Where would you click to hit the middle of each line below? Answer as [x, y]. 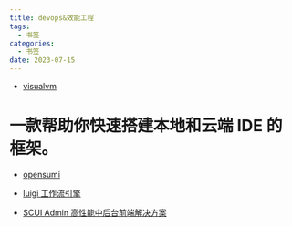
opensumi [42, 174]
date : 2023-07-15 [42, 60]
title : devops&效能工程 [52, 18]
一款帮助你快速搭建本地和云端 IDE [136, 126]
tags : [20, 26]
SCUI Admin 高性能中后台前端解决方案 [94, 212]
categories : [32, 43]
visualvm [40, 86]
